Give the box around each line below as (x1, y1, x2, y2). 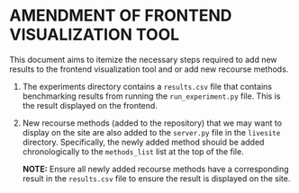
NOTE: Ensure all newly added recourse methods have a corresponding (22, 163, 290, 174)
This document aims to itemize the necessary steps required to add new (9, 54, 277, 65)
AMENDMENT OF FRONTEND (9, 5, 232, 26)
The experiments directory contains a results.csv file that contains (22, 81, 273, 92)
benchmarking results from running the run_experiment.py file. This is (22, 91, 281, 101)
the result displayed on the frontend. (22, 100, 158, 110)
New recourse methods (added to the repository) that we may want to (22, 118, 282, 128)
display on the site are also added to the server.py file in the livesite (22, 127, 281, 137)
